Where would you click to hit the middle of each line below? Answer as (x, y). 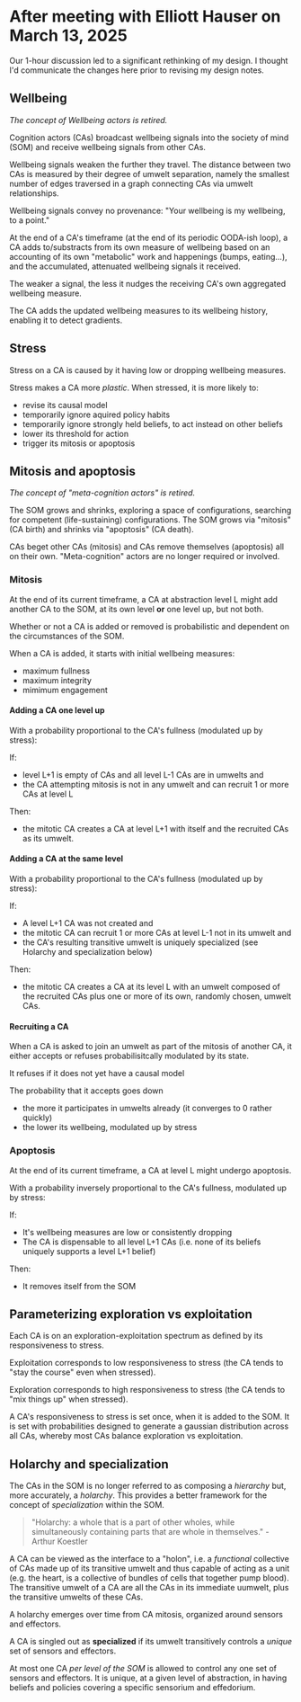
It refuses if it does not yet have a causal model (97, 1074)
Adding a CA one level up (57, 710)
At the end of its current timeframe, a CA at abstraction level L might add (144, 599)
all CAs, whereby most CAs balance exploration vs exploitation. (126, 1436)
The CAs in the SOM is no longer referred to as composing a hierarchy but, (148, 1486)
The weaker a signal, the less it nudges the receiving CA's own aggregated (147, 283)
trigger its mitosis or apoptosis (79, 443)
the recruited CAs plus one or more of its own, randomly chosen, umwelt (157, 996)
